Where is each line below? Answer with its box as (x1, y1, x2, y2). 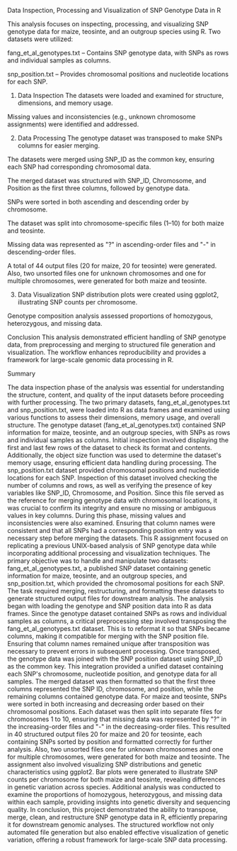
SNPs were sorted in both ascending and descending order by (7, 198, 189, 206)
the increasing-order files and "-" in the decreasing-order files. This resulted (7, 723, 231, 730)
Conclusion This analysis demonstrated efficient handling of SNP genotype (7, 333, 226, 341)
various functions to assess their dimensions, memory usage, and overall (7, 413, 221, 422)
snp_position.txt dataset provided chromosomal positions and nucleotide (7, 466, 219, 474)
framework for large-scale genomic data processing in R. (7, 356, 174, 364)
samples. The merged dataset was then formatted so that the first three (7, 677, 216, 686)
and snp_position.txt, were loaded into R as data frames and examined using (7, 406, 230, 414)
